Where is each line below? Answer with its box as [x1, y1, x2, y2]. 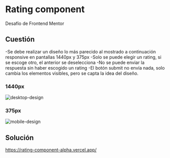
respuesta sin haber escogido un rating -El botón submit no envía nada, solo [5, 65, 165, 71]
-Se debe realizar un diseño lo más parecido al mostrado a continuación [5, 48, 156, 54]
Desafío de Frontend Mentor [5, 20, 64, 26]
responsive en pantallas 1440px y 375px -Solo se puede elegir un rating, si [5, 54, 161, 60]
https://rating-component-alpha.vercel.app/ [5, 147, 97, 153]
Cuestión [5, 35, 35, 44]
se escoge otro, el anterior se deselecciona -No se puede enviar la [5, 59, 145, 66]
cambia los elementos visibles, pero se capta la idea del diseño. [5, 70, 139, 76]
